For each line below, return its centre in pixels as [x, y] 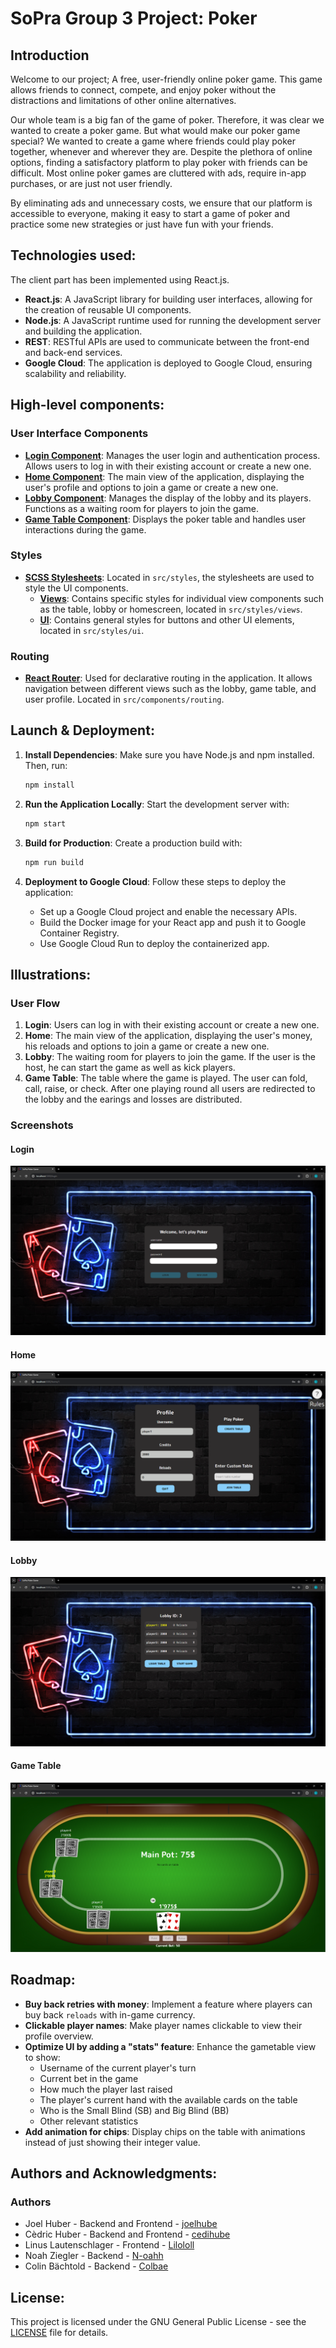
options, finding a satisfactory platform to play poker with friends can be [159, 162]
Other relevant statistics [89, 2121]
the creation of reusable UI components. [108, 309]
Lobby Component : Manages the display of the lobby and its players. [168, 498]
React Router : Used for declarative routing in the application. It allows [168, 678]
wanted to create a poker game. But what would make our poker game [155, 130]
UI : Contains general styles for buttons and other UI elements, [167, 619]
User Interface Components [79, 434]
